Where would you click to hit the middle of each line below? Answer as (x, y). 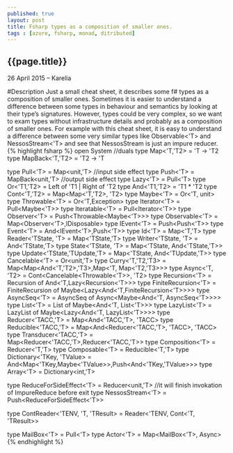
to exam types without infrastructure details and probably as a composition (115, 121)
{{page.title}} (37, 61)
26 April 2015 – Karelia (39, 78)
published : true (31, 14)
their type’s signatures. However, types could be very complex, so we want (115, 114)
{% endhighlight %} (35, 442)
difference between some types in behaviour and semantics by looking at (112, 107)
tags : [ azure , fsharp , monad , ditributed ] (71, 33)
